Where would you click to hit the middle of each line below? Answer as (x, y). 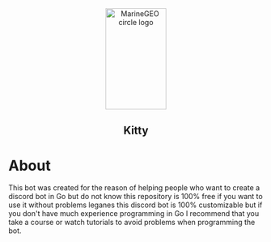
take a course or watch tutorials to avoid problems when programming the (132, 223)
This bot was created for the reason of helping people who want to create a (134, 188)
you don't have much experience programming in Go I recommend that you (134, 214)
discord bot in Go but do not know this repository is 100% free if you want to (135, 197)
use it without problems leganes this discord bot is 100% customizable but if (135, 205)
